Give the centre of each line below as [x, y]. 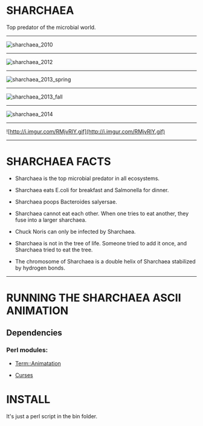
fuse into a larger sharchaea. [51, 220]
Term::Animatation [38, 363]
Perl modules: [27, 350]
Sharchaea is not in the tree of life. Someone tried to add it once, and [101, 243]
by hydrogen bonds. [40, 268]
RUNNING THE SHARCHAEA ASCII [94, 298]
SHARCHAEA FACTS [59, 162]
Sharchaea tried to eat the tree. [54, 250]
